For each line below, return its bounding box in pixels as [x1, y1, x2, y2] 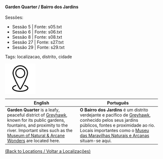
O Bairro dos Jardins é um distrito [80, 107, 148, 113]
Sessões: [5, 14, 23, 20]
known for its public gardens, [7, 117, 65, 123]
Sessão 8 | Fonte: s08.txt [12, 34, 62, 40]
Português [107, 100, 129, 106]
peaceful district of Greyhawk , [7, 112, 68, 118]
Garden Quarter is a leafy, [7, 107, 60, 113]
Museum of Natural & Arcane [7, 132, 65, 138]
